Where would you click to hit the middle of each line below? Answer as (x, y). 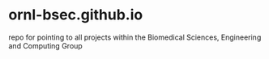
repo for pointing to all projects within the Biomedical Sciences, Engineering (135, 37)
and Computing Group (45, 45)
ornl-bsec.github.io (76, 15)
